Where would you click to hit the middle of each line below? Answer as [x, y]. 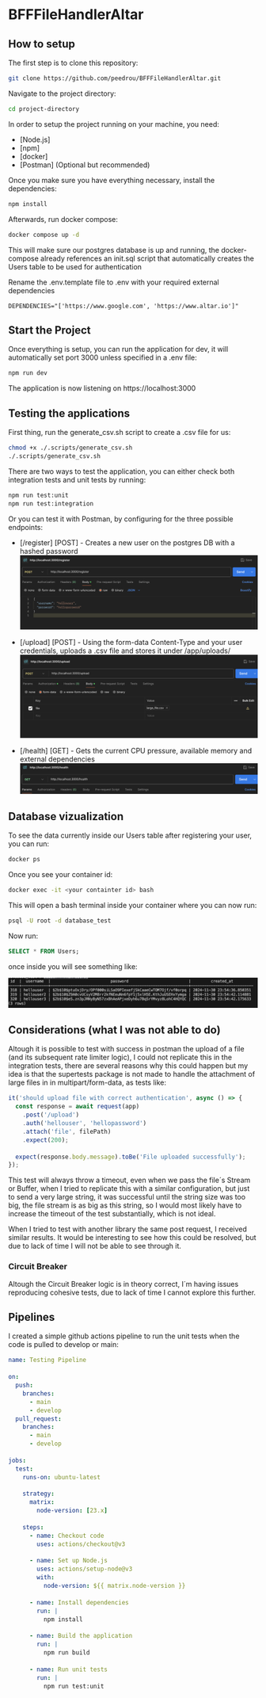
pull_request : [38, 1419]
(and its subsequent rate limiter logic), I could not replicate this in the [120, 1057]
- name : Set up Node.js [68, 1561]
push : [25, 1385]
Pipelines [32, 1317]
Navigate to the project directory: [62, 93]
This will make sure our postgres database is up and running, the [114, 250]
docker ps [25, 860]
